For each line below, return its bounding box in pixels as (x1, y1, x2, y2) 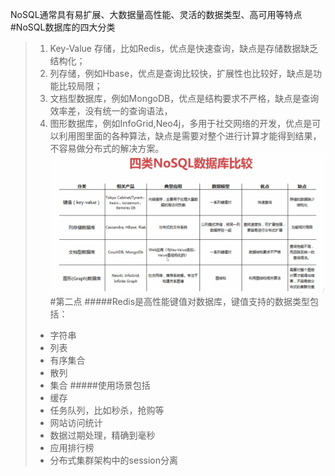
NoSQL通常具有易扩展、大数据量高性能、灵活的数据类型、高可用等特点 (10, 9, 303, 20)
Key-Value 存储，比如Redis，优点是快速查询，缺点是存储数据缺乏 (49, 43, 319, 54)
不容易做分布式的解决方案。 (49, 143, 165, 154)
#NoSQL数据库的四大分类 (10, 21, 116, 33)
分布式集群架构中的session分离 (49, 454, 178, 466)
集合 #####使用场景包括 (49, 379, 151, 391)
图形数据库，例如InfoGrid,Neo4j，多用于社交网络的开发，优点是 (49, 118, 313, 129)
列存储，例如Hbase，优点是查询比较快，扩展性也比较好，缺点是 (49, 68, 314, 79)
